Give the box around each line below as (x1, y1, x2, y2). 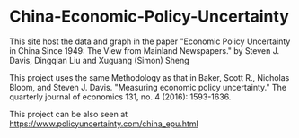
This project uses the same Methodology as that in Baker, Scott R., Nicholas (9, 72, 290, 82)
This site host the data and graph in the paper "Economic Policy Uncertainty (9, 36, 291, 47)
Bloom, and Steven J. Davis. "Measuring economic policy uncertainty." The (9, 82, 287, 92)
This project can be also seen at (9, 108, 128, 119)
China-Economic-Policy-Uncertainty (9, 6, 289, 27)
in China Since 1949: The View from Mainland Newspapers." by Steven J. (9, 45, 280, 56)
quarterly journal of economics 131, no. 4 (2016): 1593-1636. (9, 91, 232, 102)
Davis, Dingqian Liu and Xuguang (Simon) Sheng (9, 55, 190, 65)
